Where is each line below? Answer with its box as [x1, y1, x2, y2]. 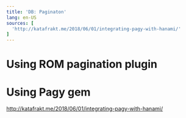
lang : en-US [6, 15, 37, 21]
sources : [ [6, 20, 34, 26]
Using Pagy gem [6, 85, 91, 99]
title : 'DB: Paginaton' [6, 8, 67, 15]
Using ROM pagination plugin [6, 57, 157, 71]
